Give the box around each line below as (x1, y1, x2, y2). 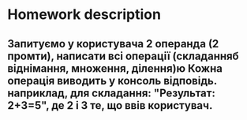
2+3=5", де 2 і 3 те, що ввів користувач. (7, 99, 213, 112)
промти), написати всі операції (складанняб (7, 49, 239, 62)
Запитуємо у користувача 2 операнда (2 (7, 37, 219, 51)
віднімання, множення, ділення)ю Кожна (7, 62, 223, 75)
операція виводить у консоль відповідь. (7, 73, 218, 88)
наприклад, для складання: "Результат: (7, 86, 216, 99)
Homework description (7, 6, 161, 24)
